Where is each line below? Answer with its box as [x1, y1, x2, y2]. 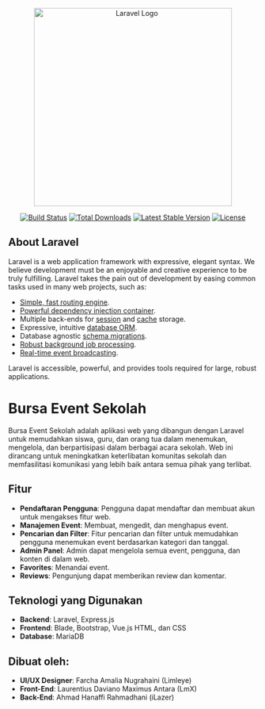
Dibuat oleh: [8, 654, 70, 668]
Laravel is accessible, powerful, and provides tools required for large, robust [8, 363, 257, 373]
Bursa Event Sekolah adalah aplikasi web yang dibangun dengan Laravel [8, 425, 244, 435]
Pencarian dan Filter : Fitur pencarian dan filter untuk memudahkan [19, 528, 239, 538]
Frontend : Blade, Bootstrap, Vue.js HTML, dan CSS [19, 623, 187, 633]
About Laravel [8, 236, 79, 249]
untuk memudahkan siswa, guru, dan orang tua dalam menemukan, [8, 434, 228, 443]
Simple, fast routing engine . [19, 297, 110, 307]
